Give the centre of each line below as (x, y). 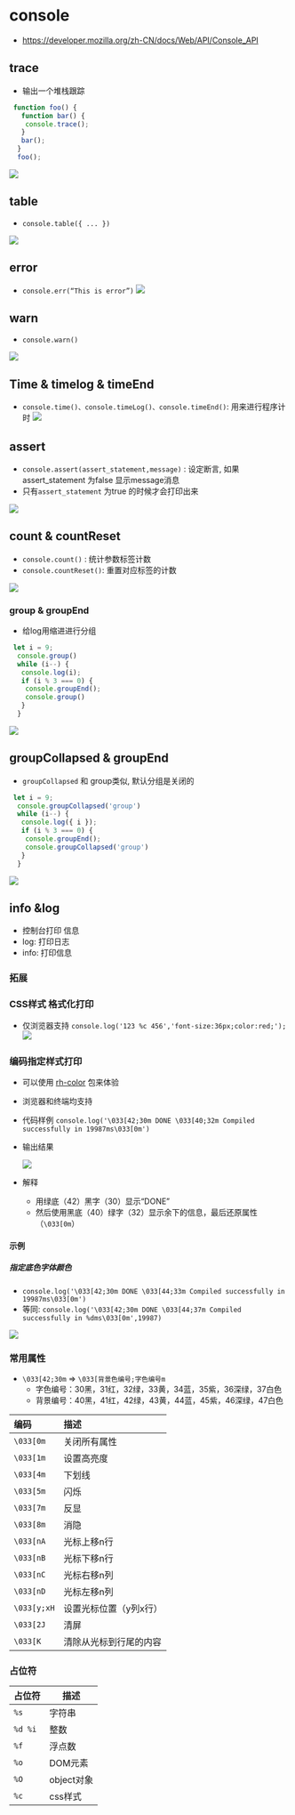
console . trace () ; (57, 124)
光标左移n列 (88, 1592)
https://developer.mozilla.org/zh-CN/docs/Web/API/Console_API (140, 40)
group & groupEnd (49, 610)
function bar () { (53, 116)
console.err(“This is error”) (78, 291)
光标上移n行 (88, 1542)
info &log (35, 908)
